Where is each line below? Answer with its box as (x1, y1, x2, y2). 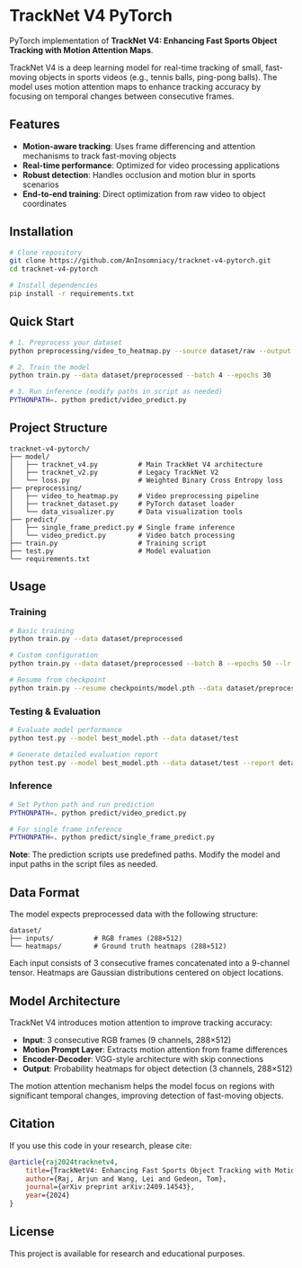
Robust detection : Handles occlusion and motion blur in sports (22, 169, 256, 180)
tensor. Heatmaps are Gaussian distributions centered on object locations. (9, 968, 284, 978)
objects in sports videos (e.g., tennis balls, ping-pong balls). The (39, 71, 278, 82)
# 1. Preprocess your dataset (9, 338, 123, 347)
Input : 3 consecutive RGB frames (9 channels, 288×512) (22, 1034, 232, 1045)
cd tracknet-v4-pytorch (9, 264, 99, 274)
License (9, 1224, 55, 1239)
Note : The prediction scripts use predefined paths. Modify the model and (9, 849, 280, 860)
